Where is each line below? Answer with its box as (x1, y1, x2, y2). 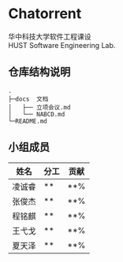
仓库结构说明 (8, 65, 71, 79)
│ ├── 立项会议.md (8, 103, 71, 111)
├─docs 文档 (8, 95, 49, 103)
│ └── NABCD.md (8, 110, 65, 118)
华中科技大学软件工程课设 (8, 31, 91, 41)
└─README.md (8, 117, 47, 125)
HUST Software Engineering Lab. (8, 40, 116, 50)
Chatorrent (8, 5, 82, 23)
